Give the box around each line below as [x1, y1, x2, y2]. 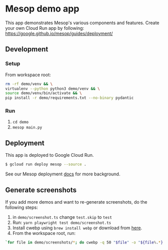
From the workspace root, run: [12, 230, 76, 236]
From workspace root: [5, 72, 51, 78]
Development [5, 45, 49, 53]
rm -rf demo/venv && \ [5, 81, 53, 86]
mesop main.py [12, 125, 42, 130]
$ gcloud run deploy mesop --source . [5, 162, 87, 167]
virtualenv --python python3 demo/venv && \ [5, 86, 100, 91]
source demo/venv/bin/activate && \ [5, 91, 82, 96]
